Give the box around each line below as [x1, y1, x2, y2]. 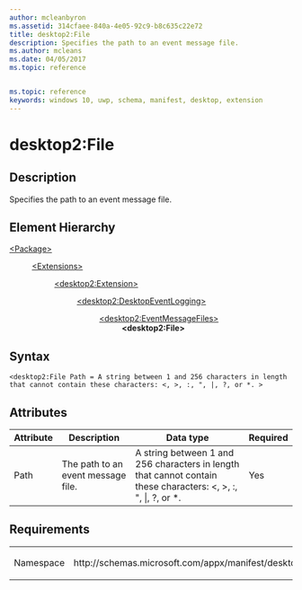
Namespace [13, 556, 66, 568]
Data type [165, 432, 209, 445]
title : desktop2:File [9, 30, 91, 39]
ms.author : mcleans [9, 47, 83, 56]
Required [248, 432, 289, 445]
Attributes [9, 405, 67, 420]
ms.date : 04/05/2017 [9, 55, 87, 64]
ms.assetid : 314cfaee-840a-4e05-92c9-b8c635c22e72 [9, 22, 203, 31]
